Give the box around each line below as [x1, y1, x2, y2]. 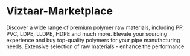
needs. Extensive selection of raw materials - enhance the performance [6, 43, 185, 50]
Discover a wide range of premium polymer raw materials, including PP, [6, 24, 184, 31]
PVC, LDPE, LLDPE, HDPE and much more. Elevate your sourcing [6, 30, 168, 37]
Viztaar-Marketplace [6, 4, 113, 18]
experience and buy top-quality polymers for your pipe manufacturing [6, 36, 180, 43]
